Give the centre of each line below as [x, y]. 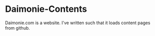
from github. [18, 28]
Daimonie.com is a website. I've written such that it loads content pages [78, 23]
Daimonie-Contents [46, 9]
